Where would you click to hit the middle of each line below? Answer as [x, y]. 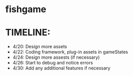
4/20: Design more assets [40, 47]
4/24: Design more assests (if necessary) [56, 57]
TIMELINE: [28, 33]
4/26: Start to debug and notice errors [53, 63]
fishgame [26, 9]
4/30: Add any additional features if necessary [61, 68]
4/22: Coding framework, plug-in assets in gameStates [70, 52]
